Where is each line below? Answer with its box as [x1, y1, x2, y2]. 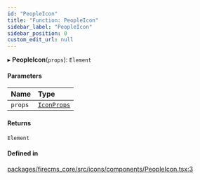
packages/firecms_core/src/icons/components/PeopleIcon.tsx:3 [7, 165, 194, 173]
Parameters [7, 71, 42, 80]
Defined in [7, 149, 39, 158]
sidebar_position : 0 [7, 29, 68, 37]
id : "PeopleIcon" [7, 10, 58, 18]
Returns [7, 118, 32, 127]
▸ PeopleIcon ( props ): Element [7, 55, 92, 64]
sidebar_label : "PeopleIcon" [7, 23, 93, 30]
